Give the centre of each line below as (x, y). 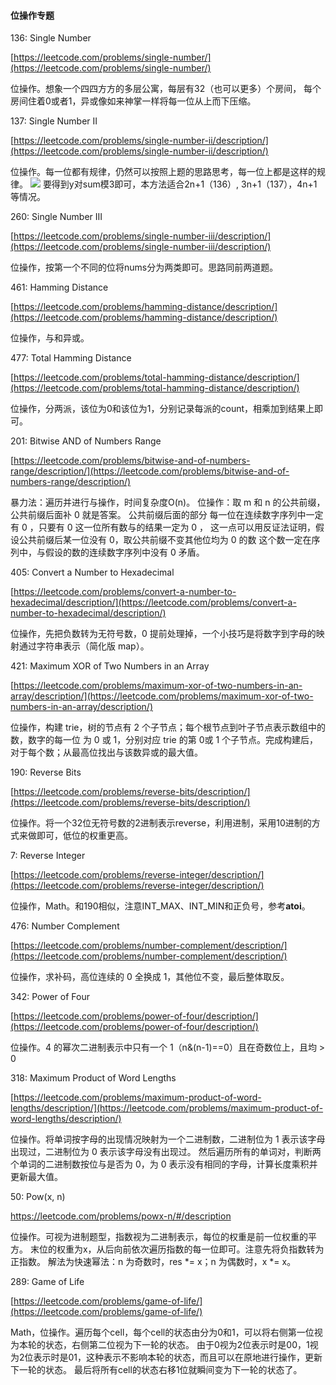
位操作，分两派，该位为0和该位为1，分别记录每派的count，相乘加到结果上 (162, 409)
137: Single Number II (54, 121)
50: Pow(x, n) (38, 1197)
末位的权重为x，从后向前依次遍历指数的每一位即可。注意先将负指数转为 (177, 1249)
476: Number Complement (65, 926)
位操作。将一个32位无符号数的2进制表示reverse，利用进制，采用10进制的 (161, 823)
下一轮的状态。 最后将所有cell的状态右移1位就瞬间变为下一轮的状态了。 (156, 1370)
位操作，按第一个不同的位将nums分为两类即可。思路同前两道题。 (144, 267)
